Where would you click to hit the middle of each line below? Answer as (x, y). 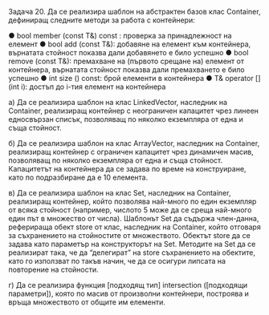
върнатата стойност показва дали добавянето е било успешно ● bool (128, 52)
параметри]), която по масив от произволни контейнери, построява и (128, 293)
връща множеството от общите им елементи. (87, 302)
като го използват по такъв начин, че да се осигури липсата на (117, 261)
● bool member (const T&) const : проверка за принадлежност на (120, 36)
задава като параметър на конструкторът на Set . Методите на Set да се (132, 244)
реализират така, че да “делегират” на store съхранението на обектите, (132, 252)
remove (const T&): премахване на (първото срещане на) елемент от (126, 61)
